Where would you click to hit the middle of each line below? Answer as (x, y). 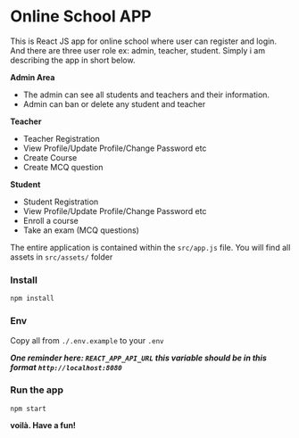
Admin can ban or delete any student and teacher (114, 103)
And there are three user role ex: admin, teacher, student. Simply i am (138, 50)
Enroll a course (50, 220)
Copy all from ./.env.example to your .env (87, 340)
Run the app (37, 390)
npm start (29, 409)
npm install (32, 299)
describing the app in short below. (73, 60)
